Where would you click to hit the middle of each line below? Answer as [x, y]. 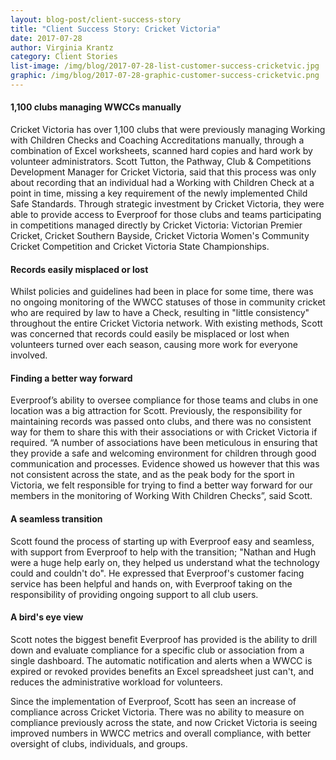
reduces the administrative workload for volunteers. [116, 682]
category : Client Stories [64, 57]
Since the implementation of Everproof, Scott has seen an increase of [153, 701]
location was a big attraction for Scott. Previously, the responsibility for [156, 411]
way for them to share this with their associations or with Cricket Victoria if [164, 432]
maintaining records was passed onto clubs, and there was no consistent [161, 422]
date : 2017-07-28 [46, 38]
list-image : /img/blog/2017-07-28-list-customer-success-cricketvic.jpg [165, 66]
